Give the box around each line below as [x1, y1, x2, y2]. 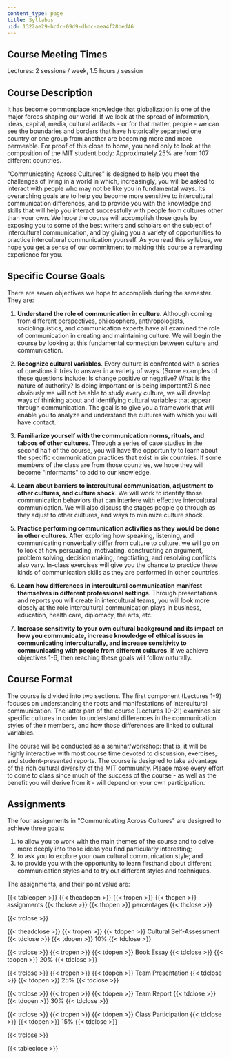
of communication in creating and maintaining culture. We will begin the [17, 331, 221, 339]
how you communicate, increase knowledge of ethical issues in [17, 631, 203, 640]
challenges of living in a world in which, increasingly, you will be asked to [7, 177, 215, 185]
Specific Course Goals [7, 270, 106, 282]
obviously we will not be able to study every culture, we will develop [17, 388, 211, 397]
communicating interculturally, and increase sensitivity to [17, 639, 188, 647]
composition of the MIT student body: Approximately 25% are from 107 [7, 149, 209, 157]
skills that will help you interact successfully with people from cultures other [7, 206, 223, 215]
